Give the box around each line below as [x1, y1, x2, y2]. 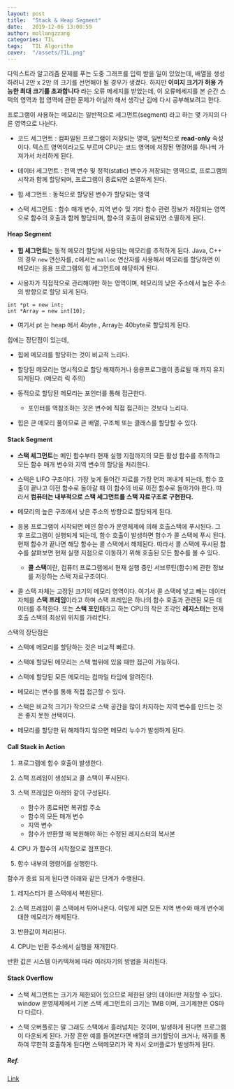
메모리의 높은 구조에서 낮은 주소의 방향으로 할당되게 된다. [17, 508, 173, 516]
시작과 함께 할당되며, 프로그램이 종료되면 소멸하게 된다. [17, 175, 167, 183]
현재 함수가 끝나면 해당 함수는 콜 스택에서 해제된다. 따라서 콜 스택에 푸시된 [17, 540, 219, 548]
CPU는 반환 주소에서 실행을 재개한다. [17, 942, 119, 951]
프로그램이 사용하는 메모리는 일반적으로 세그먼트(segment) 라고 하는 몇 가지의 [7, 110, 220, 119]
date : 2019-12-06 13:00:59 [7, 23, 92, 30]
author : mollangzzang [7, 29, 71, 37]
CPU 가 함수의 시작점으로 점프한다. [17, 844, 113, 853]
